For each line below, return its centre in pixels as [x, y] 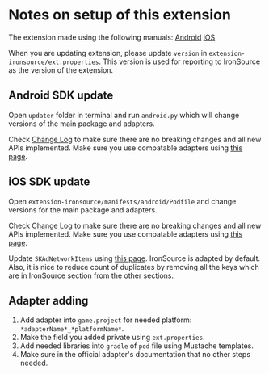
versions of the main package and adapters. [82, 124]
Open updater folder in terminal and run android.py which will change [124, 115]
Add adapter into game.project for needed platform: [106, 320]
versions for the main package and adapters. [83, 210]
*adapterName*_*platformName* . [72, 329]
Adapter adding [48, 300]
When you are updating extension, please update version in [108, 53]
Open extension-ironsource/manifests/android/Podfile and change [122, 201]
